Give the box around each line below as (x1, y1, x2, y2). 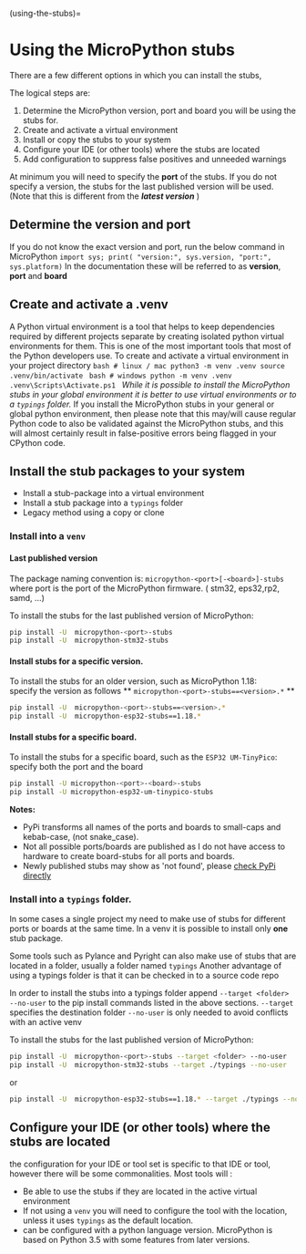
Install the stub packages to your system (9, 463, 246, 479)
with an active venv (9, 1017, 82, 1028)
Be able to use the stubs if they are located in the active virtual (22, 1186, 258, 1197)
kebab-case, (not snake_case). (22, 832, 139, 843)
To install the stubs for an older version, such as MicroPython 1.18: (9, 676, 258, 687)
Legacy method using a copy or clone (22, 507, 166, 518)
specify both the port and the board (9, 762, 144, 772)
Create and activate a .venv (9, 296, 168, 313)
